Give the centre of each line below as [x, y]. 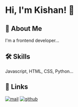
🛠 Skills [18, 57]
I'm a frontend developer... [32, 40]
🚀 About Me [24, 29]
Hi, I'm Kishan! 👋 [40, 10]
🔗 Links [17, 87]
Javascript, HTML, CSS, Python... [39, 71]
